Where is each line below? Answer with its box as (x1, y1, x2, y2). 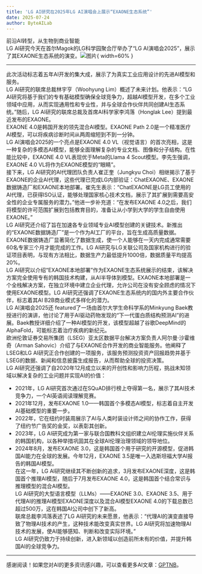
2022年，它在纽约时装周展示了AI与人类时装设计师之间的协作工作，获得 (14, 415, 191, 422)
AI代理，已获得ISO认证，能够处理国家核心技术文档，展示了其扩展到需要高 (6, 191, 189, 199)
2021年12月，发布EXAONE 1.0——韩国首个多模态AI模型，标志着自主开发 (14, 400, 194, 407)
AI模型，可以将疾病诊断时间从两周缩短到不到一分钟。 (6, 131, 138, 139)
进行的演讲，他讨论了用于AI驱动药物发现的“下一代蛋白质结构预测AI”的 (11, 311, 185, 319)
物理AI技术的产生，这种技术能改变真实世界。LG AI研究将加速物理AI (25, 520, 191, 528)
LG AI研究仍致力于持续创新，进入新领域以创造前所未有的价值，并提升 (14, 535, 187, 543)
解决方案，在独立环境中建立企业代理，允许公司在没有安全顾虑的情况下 (22, 281, 196, 289)
